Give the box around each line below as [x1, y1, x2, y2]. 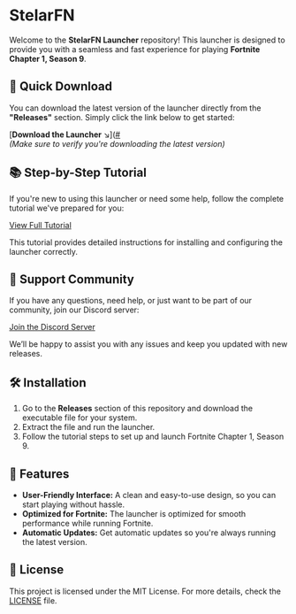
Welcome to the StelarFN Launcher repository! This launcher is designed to [9, 35, 285, 45]
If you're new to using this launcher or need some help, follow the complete [9, 193, 285, 203]
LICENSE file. [9, 595, 57, 606]
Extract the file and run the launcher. [21, 422, 156, 433]
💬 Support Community [9, 272, 134, 287]
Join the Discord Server [9, 322, 95, 333]
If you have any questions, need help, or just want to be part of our [9, 295, 253, 306]
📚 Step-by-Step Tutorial [9, 165, 148, 180]
